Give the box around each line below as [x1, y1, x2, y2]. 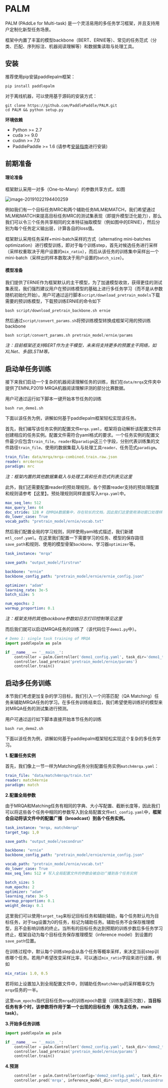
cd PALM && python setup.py [5, 107, 64, 113]
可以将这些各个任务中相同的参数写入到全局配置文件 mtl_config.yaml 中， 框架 [5, 809, 161, 815]
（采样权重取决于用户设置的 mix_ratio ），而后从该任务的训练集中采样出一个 [5, 249, 159, 255]
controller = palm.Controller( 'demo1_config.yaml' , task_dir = [14, 654, 146, 659]
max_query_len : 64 [5, 505, 43, 510]
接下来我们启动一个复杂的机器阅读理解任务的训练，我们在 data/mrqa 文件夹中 [5, 379, 161, 385]
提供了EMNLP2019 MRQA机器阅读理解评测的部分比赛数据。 [5, 385, 128, 391]
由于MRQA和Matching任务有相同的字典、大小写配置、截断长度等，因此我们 [5, 802, 160, 808]
